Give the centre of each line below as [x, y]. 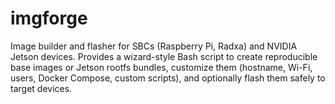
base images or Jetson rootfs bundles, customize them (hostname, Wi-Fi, [161, 67]
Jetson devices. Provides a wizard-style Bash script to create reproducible [164, 56]
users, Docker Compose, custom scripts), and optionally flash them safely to [168, 78]
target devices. [41, 88]
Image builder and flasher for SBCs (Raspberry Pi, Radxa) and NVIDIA [154, 46]
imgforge [49, 18]
